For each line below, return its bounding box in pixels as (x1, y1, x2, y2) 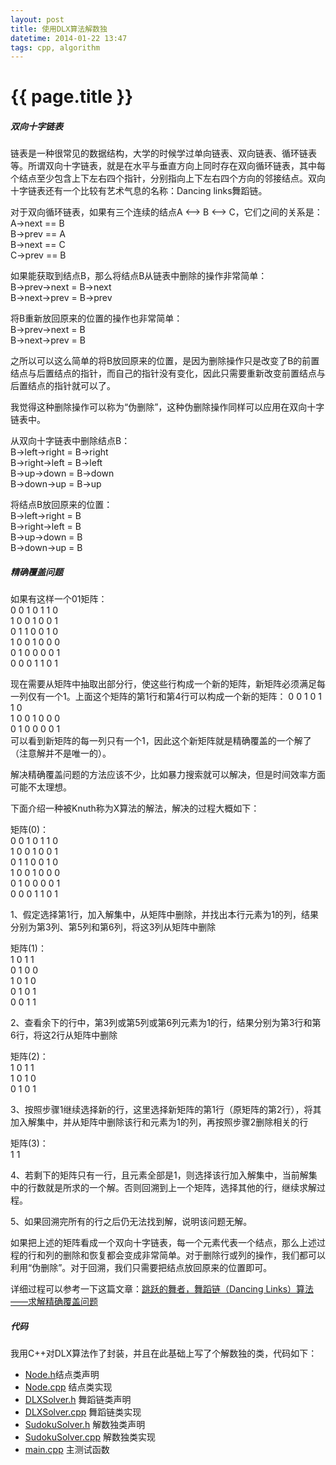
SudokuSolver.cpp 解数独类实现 (24, 1431, 157, 1443)
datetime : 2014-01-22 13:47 (10, 33, 128, 43)
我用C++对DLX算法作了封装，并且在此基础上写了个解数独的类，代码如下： (10, 1347, 318, 1360)
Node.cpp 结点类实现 (24, 1381, 113, 1393)
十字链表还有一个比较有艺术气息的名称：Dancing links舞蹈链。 (10, 185, 268, 197)
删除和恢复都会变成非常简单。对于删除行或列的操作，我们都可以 (62, 1249, 326, 1261)
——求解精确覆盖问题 (10, 1296, 98, 1308)
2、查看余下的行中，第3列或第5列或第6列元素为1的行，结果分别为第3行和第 (10, 1017, 322, 1029)
